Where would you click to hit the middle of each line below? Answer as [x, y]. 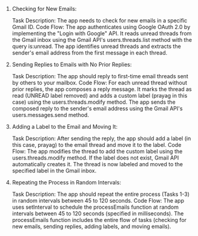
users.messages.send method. [51, 115]
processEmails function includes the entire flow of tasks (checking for [99, 220]
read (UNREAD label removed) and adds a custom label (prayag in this [100, 96]
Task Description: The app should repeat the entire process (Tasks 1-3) [101, 194]
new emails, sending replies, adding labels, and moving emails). [91, 226]
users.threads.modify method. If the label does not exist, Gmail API [95, 158]
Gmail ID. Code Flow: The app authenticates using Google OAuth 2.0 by [101, 27]
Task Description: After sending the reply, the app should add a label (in [101, 138]
